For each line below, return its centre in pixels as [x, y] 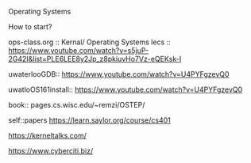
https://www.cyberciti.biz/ [51, 151]
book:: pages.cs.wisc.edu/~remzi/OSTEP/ [77, 105]
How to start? [30, 27]
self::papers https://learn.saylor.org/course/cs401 [89, 120]
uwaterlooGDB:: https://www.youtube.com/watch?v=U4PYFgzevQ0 [119, 74]
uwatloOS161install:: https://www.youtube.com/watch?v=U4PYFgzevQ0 [125, 89]
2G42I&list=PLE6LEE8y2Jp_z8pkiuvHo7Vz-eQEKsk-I [95, 59]
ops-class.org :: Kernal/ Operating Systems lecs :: [89, 42]
